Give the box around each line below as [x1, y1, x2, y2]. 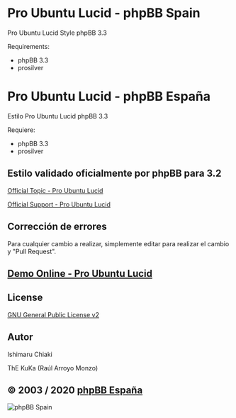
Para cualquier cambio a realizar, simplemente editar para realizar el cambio [7, 239, 230, 248]
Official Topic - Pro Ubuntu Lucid [7, 186, 103, 194]
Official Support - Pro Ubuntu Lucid [7, 200, 111, 209]
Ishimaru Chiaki [7, 350, 53, 358]
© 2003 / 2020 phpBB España [7, 384, 143, 396]
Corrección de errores [7, 221, 108, 233]
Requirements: [7, 42, 50, 50]
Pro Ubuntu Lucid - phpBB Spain [7, 5, 201, 21]
